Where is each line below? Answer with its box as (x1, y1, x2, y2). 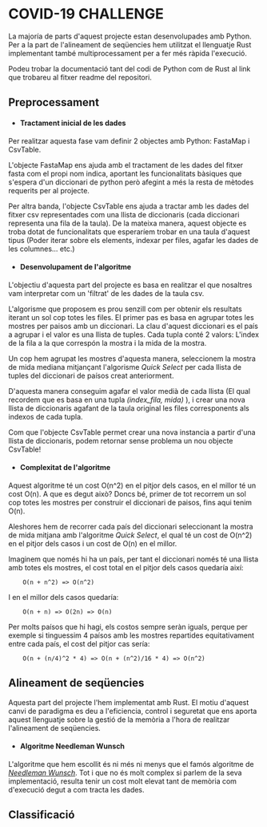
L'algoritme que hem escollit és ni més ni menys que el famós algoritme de (8, 759, 254, 768)
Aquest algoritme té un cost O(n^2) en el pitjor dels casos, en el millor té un (8, 480, 257, 490)
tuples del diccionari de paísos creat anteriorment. (8, 371, 174, 380)
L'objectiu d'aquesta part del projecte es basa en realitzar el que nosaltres (8, 280, 253, 290)
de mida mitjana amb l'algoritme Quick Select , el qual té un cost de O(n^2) (8, 530, 253, 540)
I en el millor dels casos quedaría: (8, 592, 119, 602)
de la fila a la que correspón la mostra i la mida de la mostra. (8, 338, 207, 347)
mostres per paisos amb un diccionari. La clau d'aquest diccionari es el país (8, 321, 258, 330)
